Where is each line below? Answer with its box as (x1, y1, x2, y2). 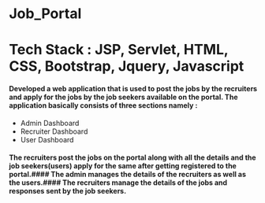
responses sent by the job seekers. (9, 186, 127, 196)
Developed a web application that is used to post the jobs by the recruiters (9, 83, 258, 93)
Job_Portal (9, 5, 82, 23)
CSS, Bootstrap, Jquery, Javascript (9, 57, 244, 76)
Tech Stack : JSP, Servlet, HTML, (9, 41, 229, 59)
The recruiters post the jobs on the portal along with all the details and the (9, 153, 256, 162)
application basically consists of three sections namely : (9, 100, 198, 110)
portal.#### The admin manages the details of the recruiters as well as (9, 170, 247, 179)
